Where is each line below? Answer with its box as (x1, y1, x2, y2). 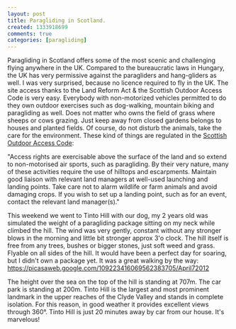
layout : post (7, 10, 46, 18)
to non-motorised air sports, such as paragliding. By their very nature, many (7, 160, 229, 168)
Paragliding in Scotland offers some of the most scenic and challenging (7, 56, 216, 64)
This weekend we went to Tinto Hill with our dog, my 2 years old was (7, 212, 208, 220)
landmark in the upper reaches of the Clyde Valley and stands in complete (7, 293, 224, 301)
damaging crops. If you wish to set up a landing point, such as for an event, (7, 190, 227, 199)
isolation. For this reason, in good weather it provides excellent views (7, 300, 209, 308)
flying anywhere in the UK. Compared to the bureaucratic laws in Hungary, (7, 64, 225, 72)
